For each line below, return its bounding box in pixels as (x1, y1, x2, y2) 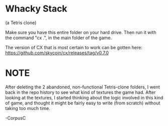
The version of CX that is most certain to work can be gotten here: (5, 44, 142, 50)
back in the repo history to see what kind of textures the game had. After (5, 89, 156, 95)
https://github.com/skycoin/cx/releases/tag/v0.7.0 (5, 50, 109, 56)
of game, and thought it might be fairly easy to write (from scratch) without (5, 100, 160, 106)
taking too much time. (5, 105, 50, 111)
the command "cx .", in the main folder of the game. (5, 35, 112, 41)
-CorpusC (5, 115, 26, 121)
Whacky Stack (5, 3, 67, 15)
